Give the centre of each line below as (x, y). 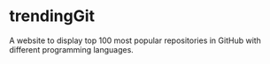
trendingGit (52, 16)
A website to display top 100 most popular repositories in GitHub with (135, 40)
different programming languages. (72, 49)
